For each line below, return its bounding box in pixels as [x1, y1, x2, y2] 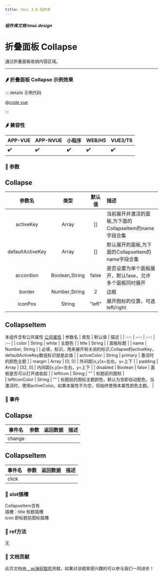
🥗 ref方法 [5, 528, 27, 535]
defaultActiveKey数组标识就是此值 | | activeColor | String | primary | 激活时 [5, 352, 154, 358]
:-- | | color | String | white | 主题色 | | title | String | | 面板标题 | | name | [5, 340, 147, 346]
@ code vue [5, 99, 28, 105]
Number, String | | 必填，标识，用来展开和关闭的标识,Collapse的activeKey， [5, 346, 157, 352]
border [19, 288, 35, 295]
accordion [15, 272, 39, 279]
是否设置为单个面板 [106, 265, 150, 272]
